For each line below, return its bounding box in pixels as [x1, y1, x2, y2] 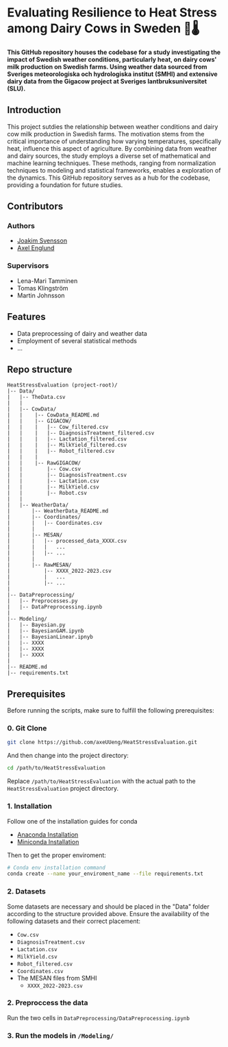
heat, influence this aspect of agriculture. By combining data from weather [7, 144, 218, 152]
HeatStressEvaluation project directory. [7, 785, 118, 793]
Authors [7, 221, 36, 231]
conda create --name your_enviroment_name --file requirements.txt [7, 870, 204, 878]
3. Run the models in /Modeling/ [7, 1031, 114, 1040]
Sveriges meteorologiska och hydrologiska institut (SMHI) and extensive [7, 70, 218, 78]
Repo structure [7, 363, 73, 375]
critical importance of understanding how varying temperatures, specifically [7, 137, 222, 145]
